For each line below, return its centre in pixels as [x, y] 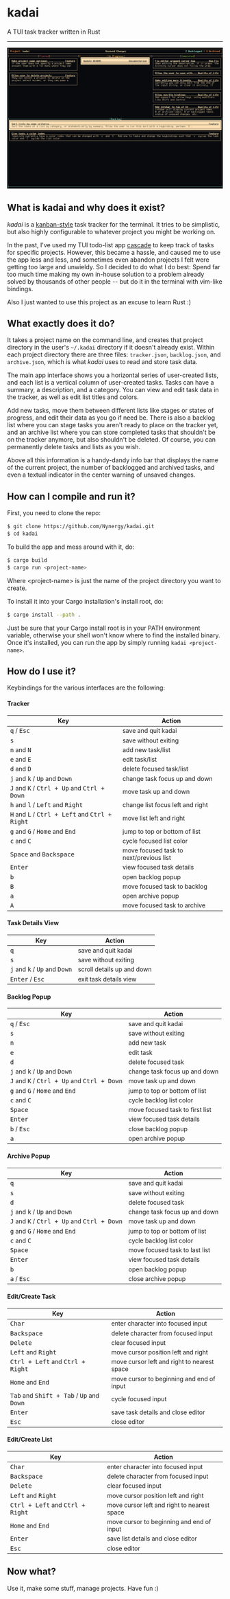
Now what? [31, 1572]
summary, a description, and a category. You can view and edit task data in [113, 390]
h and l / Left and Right [47, 805]
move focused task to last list [169, 1250]
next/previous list [146, 858]
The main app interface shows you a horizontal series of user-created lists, [113, 375]
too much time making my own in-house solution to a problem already [106, 274]
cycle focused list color [155, 841]
